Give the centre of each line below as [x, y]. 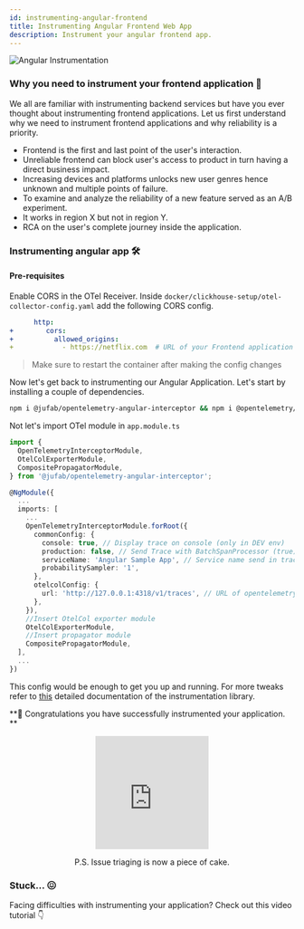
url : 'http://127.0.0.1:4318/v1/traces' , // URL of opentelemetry [170, 594]
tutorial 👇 [27, 915]
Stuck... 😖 [33, 886]
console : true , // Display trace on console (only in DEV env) [163, 543]
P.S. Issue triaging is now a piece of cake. [152, 862]
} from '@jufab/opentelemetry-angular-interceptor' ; [111, 476]
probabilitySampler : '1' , [91, 568]
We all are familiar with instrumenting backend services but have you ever [147, 103]
